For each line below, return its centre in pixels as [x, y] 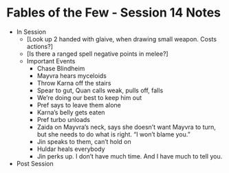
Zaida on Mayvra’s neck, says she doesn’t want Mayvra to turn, [126, 127]
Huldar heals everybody [71, 149]
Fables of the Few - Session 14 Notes [114, 13]
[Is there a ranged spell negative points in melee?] [98, 54]
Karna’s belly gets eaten [71, 112]
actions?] [40, 46]
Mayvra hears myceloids [72, 75]
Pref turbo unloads [64, 119]
